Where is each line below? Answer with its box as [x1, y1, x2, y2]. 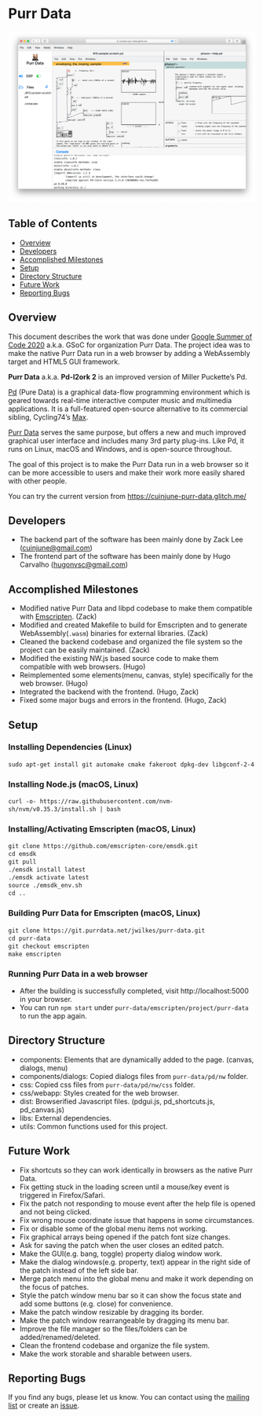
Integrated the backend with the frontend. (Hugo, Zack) [19, 687, 199, 696]
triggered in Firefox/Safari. [19, 1190, 105, 1199]
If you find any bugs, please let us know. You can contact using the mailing [8, 1393, 250, 1402]
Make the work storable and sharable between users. [19, 1349, 192, 1358]
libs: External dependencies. [19, 1113, 112, 1122]
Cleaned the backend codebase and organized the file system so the [19, 637, 243, 647]
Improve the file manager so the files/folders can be [19, 1323, 188, 1333]
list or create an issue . [8, 1400, 80, 1411]
